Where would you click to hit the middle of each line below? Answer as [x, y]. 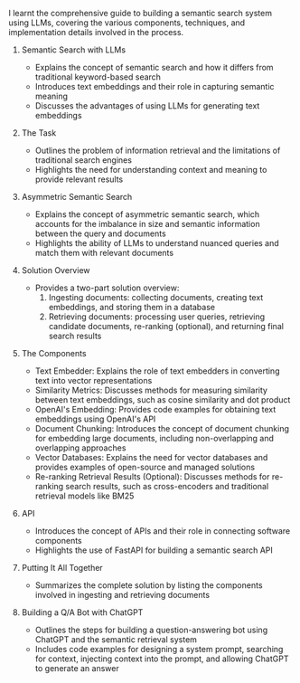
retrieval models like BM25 [84, 496]
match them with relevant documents [104, 253]
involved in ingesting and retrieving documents [122, 595]
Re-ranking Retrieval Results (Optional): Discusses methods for [152, 477]
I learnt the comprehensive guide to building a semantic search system [141, 13]
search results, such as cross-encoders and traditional [167, 486]
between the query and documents [100, 233]
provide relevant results [79, 179]
